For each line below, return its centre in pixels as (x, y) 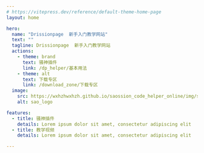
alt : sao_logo (35, 102)
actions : (23, 51)
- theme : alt (34, 73)
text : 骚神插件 (40, 62)
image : (20, 91)
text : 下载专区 (40, 80)
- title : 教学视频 (33, 130)
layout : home (23, 18)
